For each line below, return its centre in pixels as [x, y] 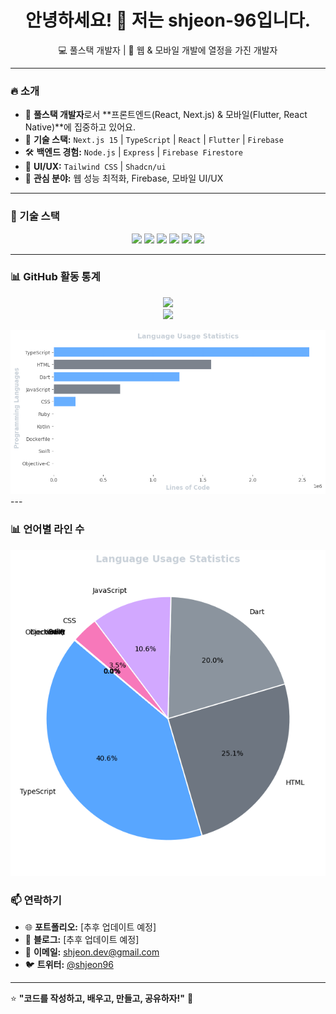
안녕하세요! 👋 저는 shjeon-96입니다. [168, 20]
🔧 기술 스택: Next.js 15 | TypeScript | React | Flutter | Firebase [154, 140]
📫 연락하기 [36, 900]
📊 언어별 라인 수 [47, 529]
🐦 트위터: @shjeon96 [69, 965]
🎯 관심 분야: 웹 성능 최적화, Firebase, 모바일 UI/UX [124, 178]
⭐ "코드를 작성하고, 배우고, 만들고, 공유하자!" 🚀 [102, 998]
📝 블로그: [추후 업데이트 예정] [82, 940]
